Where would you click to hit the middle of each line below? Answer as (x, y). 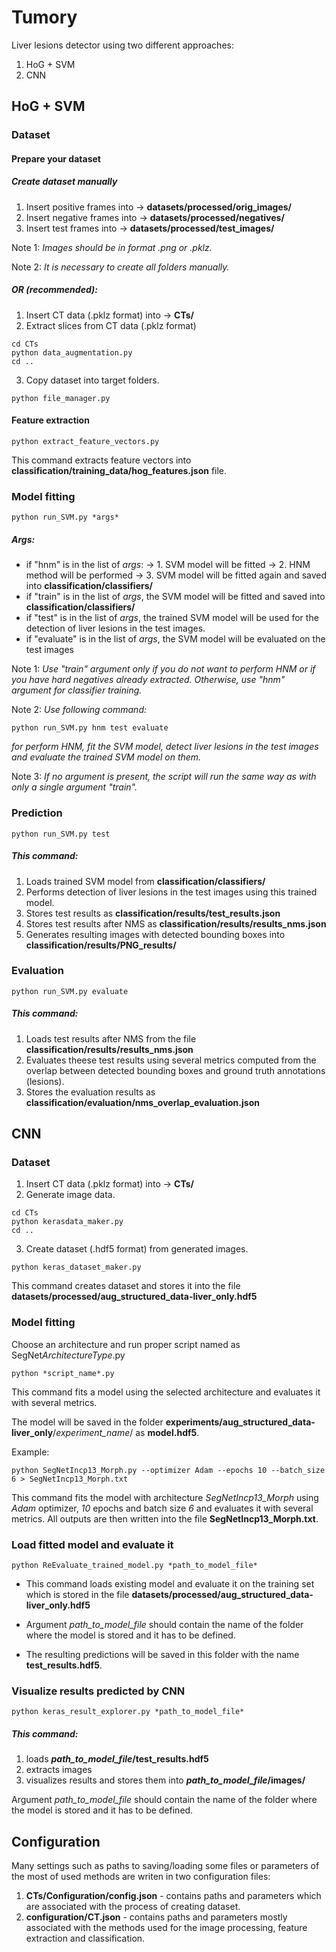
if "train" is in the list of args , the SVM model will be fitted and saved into (175, 597)
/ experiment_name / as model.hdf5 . (126, 1432)
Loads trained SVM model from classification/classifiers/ (145, 881)
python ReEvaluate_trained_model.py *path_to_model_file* (134, 1566)
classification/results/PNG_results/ (101, 945)
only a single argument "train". (74, 787)
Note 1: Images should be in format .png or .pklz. (112, 247)
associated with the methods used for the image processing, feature (166, 1928)
